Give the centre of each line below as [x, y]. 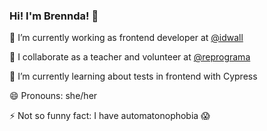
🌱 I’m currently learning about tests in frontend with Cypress [133, 76]
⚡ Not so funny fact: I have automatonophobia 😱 [110, 116]
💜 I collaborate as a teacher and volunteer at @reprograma [130, 57]
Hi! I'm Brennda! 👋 [54, 16]
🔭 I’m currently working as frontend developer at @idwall [126, 38]
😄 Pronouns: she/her [53, 96]
